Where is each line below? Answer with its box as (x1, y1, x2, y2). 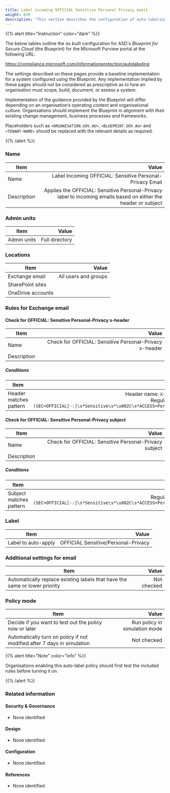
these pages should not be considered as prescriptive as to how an (5, 81, 146, 88)
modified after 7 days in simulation (8, 640, 90, 647)
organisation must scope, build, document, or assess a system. (5, 87, 137, 93)
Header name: (125, 391, 159, 398)
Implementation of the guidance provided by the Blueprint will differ (5, 97, 146, 103)
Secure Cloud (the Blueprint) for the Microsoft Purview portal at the (5, 46, 146, 52)
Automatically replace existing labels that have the (8, 576, 127, 583)
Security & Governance (5, 703, 56, 709)
